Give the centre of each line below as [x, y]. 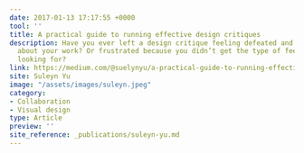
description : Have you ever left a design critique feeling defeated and [152, 43]
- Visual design [40, 110]
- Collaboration [40, 101]
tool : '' [26, 26]
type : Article [36, 118]
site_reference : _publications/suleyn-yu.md [95, 135]
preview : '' [32, 127]
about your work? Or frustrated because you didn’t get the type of [149, 51]
